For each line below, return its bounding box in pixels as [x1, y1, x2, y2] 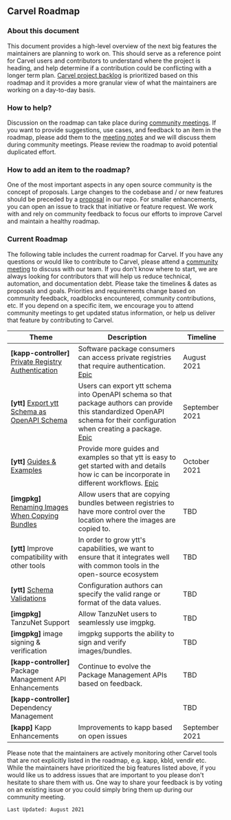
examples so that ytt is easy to [78, 452, 177, 462]
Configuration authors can [78, 580, 163, 590]
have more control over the [78, 506, 166, 516]
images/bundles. [78, 646, 132, 655]
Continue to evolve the [78, 661, 151, 671]
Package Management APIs [78, 670, 168, 680]
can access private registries [78, 353, 172, 362]
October [183, 456, 210, 466]
